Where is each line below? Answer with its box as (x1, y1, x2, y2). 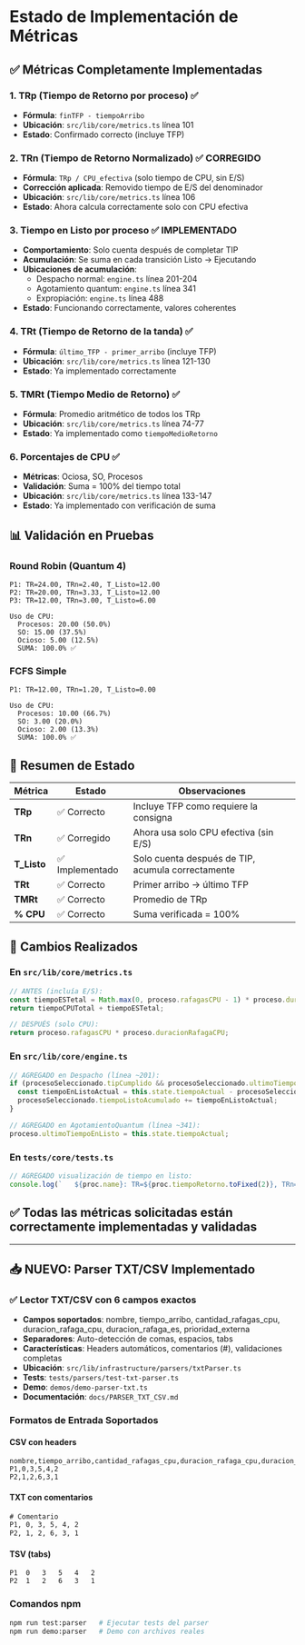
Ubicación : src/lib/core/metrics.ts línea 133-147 (22, 491, 212, 502)
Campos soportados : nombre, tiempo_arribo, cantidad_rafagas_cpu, (22, 1314, 280, 1325)
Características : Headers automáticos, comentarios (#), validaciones (22, 1343, 283, 1354)
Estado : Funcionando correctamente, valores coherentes (22, 303, 237, 314)
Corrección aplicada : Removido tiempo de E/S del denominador (22, 182, 263, 193)
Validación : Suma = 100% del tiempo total (22, 481, 182, 492)
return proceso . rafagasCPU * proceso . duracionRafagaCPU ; (9, 1029, 230, 1038)
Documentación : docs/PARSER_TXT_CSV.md (22, 1391, 179, 1402)
